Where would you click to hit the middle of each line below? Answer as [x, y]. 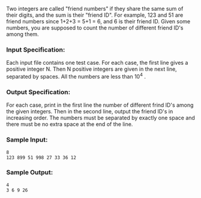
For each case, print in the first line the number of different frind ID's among [100, 105]
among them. [22, 34]
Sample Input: [27, 140]
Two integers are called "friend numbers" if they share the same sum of [95, 9]
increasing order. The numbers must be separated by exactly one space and [100, 118]
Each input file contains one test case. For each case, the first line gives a [97, 63]
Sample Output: [30, 172]
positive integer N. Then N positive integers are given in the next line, [91, 69]
